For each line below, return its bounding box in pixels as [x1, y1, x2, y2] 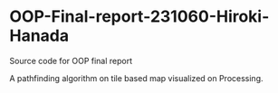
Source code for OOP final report [9, 55, 133, 66]
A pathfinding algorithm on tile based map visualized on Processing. [9, 72, 264, 83]
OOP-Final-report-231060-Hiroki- [9, 6, 270, 27]
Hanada [9, 25, 70, 46]
